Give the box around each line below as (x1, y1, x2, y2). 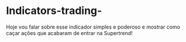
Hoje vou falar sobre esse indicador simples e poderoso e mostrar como (6, 23, 180, 30)
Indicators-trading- (6, 4, 102, 17)
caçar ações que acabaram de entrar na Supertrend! (6, 29, 133, 36)
